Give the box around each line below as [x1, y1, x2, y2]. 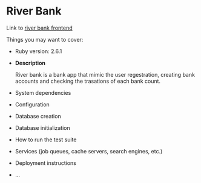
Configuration [15, 101, 50, 108]
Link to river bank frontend [6, 24, 73, 31]
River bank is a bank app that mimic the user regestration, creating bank [15, 71, 196, 78]
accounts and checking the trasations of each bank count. [15, 77, 161, 85]
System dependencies [15, 89, 71, 96]
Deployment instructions [15, 159, 77, 167]
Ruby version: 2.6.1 [15, 47, 62, 55]
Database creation [15, 112, 62, 120]
